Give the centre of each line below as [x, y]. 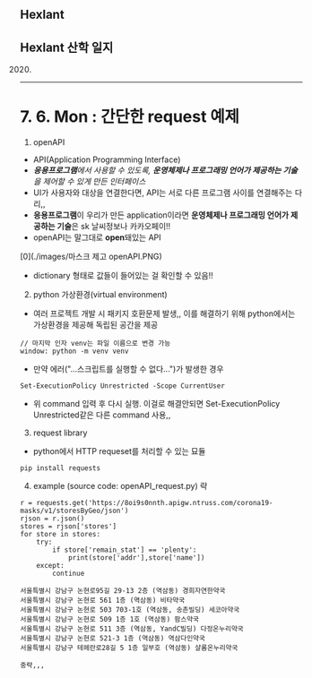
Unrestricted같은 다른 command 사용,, [102, 415]
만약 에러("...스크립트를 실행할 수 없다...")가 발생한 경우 [128, 369]
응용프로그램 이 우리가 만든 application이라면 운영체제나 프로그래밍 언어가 [161, 215]
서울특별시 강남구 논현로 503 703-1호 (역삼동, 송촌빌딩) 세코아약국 [130, 610]
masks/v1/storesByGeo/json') [74, 511]
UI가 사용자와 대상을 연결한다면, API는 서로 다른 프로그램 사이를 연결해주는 [163, 193]
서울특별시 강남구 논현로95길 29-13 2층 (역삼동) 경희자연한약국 [123, 591]
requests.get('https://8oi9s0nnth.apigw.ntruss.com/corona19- [155, 503]
